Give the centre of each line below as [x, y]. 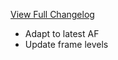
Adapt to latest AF [62, 33]
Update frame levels [66, 44]
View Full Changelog [52, 14]
